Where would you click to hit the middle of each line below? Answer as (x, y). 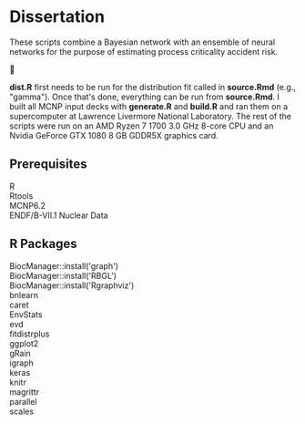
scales (22, 411)
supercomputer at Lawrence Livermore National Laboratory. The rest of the (151, 116)
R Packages (43, 244)
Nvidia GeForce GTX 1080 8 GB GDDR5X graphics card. (114, 135)
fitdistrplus (30, 334)
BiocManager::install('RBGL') (63, 275)
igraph (21, 363)
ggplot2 (24, 343)
